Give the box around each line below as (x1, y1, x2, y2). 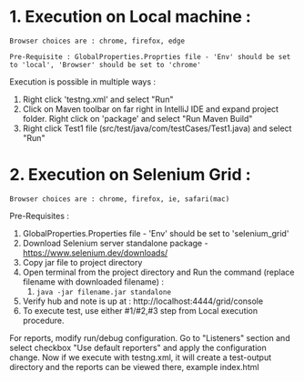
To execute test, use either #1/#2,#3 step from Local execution (22, 305, 258, 316)
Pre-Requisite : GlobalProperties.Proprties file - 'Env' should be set (9, 52, 291, 61)
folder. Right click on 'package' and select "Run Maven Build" (22, 113, 253, 124)
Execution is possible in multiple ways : (9, 75, 157, 87)
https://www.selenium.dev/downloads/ (22, 247, 168, 258)
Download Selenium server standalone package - (22, 237, 208, 248)
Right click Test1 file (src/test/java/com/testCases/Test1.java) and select (22, 123, 292, 134)
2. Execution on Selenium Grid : (9, 165, 252, 185)
